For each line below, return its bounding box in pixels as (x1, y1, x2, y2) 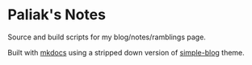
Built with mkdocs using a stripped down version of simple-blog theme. (7, 47, 246, 57)
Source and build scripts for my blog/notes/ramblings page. (7, 32, 207, 42)
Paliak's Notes (7, 6, 107, 24)
